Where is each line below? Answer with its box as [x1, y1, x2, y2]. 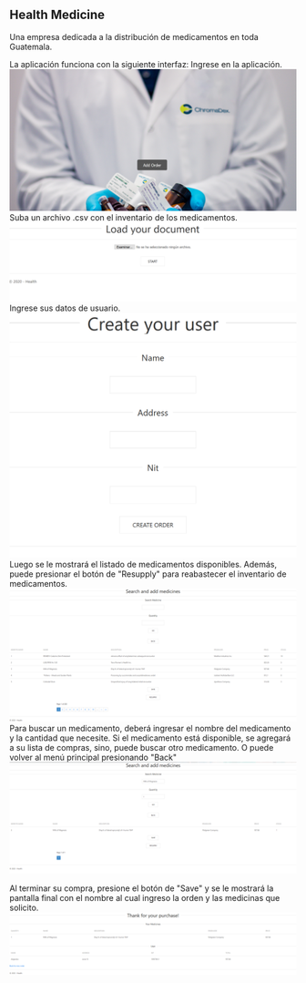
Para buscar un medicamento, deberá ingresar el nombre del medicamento [9, 723, 291, 734]
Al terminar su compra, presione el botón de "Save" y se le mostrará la [9, 883, 274, 894]
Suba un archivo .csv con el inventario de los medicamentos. [9, 212, 239, 223]
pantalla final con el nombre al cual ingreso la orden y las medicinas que [9, 892, 280, 903]
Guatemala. [9, 41, 53, 52]
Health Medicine [9, 7, 106, 23]
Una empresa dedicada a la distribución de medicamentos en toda [9, 31, 260, 42]
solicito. [9, 902, 39, 913]
